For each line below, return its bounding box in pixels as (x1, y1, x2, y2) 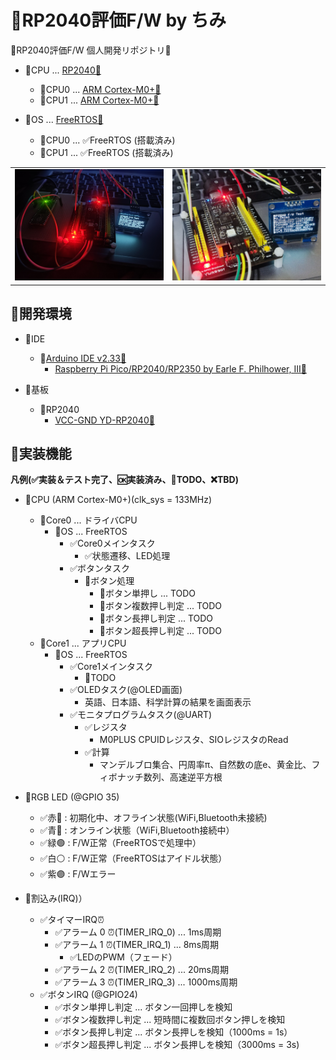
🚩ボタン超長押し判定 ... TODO (99, 625, 223, 637)
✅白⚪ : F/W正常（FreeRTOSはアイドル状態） (39, 852, 228, 865)
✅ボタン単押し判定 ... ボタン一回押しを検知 (54, 1001, 233, 1013)
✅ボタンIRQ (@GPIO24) (39, 989, 138, 1001)
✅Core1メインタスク (69, 661, 154, 673)
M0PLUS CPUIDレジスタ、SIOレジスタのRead (99, 734, 289, 746)
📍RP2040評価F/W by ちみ (10, 9, 227, 32)
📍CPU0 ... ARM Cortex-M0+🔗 (39, 83, 162, 95)
